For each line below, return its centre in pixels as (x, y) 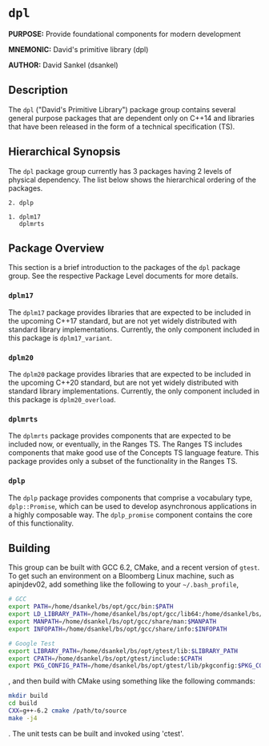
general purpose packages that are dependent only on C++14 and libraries (131, 118)
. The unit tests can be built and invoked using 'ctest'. (96, 733)
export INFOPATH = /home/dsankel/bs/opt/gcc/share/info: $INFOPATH (118, 629)
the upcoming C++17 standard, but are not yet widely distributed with (123, 321)
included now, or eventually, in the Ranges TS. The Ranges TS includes (125, 444)
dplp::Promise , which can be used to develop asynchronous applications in (132, 506)
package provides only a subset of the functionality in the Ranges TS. (123, 462)
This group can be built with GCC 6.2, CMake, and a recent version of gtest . (134, 567)
